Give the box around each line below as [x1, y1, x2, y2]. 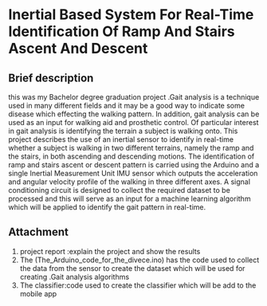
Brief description [8, 71, 94, 84]
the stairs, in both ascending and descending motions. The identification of [8, 151, 255, 161]
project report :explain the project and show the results [19, 246, 201, 256]
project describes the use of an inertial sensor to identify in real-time [8, 135, 234, 144]
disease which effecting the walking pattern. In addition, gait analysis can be [8, 109, 260, 119]
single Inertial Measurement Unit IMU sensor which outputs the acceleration [8, 169, 258, 178]
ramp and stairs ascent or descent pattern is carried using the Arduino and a [8, 160, 260, 169]
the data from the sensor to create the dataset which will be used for [19, 263, 245, 273]
